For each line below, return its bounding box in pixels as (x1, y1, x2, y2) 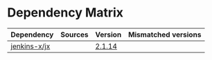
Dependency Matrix (7, 5, 123, 21)
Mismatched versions (127, 30, 202, 39)
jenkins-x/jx (10, 41, 51, 51)
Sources (60, 30, 89, 39)
